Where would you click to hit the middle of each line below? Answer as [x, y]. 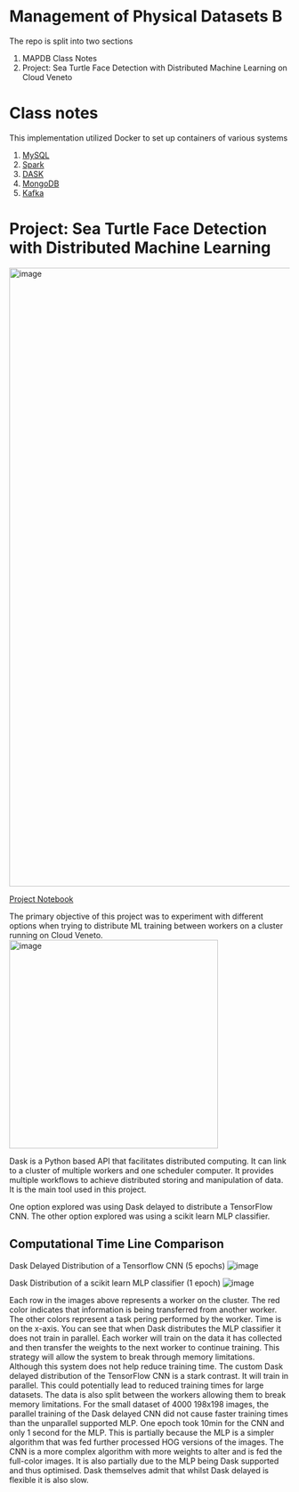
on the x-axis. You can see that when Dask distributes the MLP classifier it [145, 1328]
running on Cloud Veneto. [57, 935]
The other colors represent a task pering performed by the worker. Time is [145, 1318]
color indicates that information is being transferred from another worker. [143, 1310]
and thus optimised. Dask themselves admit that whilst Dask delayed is [139, 1470]
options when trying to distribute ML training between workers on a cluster [146, 925]
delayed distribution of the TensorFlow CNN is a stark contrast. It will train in [149, 1375]
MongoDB [40, 183]
